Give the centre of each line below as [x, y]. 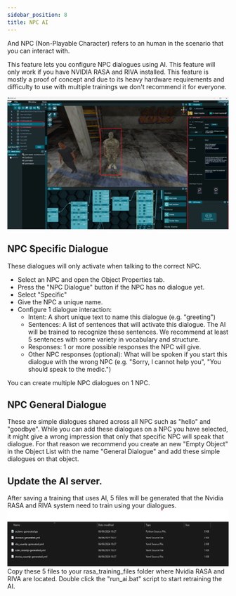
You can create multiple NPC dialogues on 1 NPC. [79, 382]
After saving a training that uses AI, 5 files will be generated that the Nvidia [115, 498]
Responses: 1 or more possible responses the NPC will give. [114, 346]
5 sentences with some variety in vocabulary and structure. [114, 339]
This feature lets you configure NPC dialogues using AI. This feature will [111, 64]
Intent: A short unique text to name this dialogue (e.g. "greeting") [122, 317]
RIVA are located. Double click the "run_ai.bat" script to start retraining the [115, 578]
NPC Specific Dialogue [58, 249]
